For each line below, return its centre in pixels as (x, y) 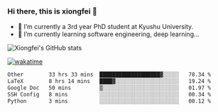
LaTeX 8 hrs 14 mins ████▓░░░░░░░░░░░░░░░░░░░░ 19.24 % (109, 82)
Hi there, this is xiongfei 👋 (52, 11)
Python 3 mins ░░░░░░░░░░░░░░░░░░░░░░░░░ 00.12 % (109, 101)
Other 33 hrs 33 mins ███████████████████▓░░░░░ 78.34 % (109, 75)
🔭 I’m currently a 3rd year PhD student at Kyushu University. (105, 27)
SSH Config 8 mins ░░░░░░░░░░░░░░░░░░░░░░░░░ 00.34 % (109, 94)
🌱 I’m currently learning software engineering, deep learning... (109, 34)
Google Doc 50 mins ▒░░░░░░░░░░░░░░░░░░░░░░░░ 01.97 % (109, 88)
